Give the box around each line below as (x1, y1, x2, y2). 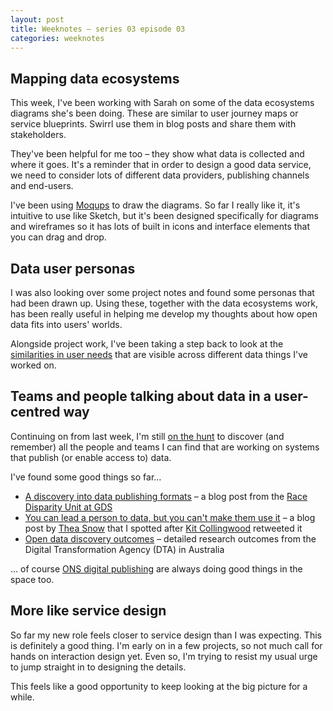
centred (10, 404, 61, 421)
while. (10, 691, 35, 703)
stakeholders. (10, 129, 67, 141)
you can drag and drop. (10, 231, 107, 243)
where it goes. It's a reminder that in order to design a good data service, (10, 159, 312, 171)
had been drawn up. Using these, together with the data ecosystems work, (10, 297, 318, 309)
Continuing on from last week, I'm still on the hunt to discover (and (10, 430, 285, 442)
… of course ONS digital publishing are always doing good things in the (10, 562, 303, 575)
